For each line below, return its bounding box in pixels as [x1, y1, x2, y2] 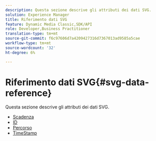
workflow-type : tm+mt [5, 41, 51, 46]
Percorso [12, 125, 32, 131]
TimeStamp [12, 130, 37, 136]
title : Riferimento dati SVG [5, 17, 67, 22]
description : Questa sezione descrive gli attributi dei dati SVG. [5, 7, 152, 13]
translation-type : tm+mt [5, 31, 58, 36]
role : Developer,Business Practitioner [5, 26, 90, 32]
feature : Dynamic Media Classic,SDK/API [5, 21, 93, 27]
